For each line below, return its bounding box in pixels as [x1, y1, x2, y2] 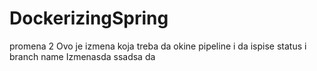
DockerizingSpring [9, 7, 169, 30]
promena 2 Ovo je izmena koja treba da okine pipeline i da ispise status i [9, 40, 307, 52]
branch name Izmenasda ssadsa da [9, 50, 156, 62]
